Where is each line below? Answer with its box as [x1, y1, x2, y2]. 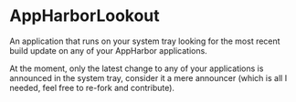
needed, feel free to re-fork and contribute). [9, 82, 175, 93]
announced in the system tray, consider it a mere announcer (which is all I [9, 72, 288, 83]
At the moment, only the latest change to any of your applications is [9, 63, 264, 74]
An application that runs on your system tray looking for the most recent [9, 36, 280, 46]
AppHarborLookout [9, 5, 160, 26]
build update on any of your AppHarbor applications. [9, 45, 207, 56]
